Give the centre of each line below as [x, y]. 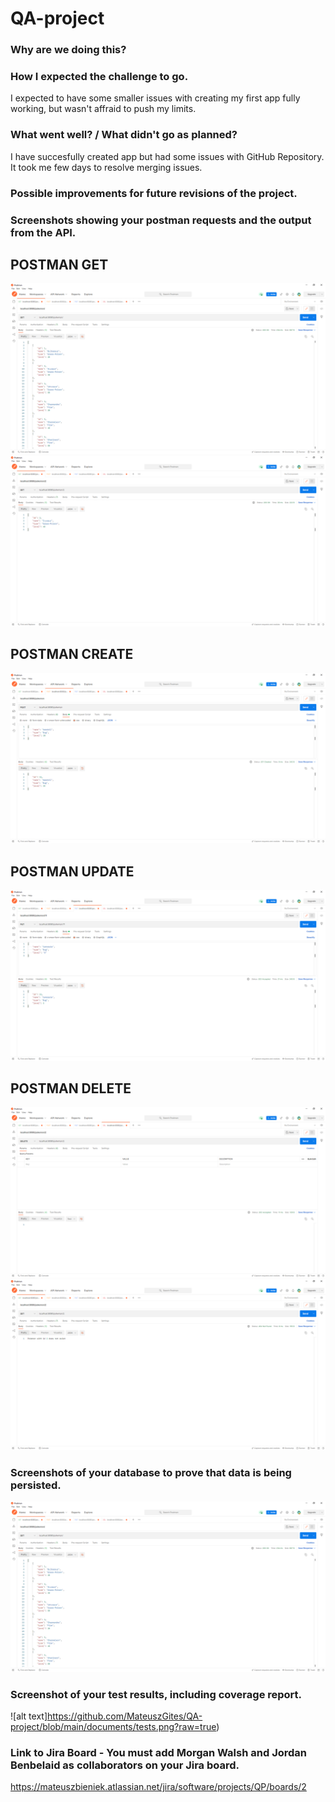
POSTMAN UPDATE [72, 871]
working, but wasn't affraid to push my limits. [103, 109]
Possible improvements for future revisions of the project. [154, 193]
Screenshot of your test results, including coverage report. [156, 1694]
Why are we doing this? [68, 50]
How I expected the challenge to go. [99, 77]
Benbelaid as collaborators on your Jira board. [125, 1765]
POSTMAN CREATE [72, 654]
